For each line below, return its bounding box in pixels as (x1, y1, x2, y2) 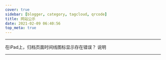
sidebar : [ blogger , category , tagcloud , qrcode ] (5, 12, 107, 17)
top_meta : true (5, 26, 37, 30)
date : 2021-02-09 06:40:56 (5, 21, 61, 26)
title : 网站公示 (5, 16, 36, 21)
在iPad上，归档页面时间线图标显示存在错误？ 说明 (5, 44, 106, 50)
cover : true (5, 7, 30, 12)
